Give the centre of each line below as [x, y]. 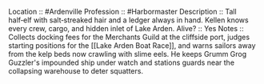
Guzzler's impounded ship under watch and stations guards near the [121, 62]
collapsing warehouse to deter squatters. [76, 71]
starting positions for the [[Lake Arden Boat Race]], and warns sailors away [132, 46]
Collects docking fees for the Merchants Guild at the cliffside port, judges [129, 37]
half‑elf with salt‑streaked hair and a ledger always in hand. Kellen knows [129, 20]
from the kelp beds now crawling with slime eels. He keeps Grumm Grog [128, 54]
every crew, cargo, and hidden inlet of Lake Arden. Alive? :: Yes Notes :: [126, 28]
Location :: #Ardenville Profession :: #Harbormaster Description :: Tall [123, 12]
